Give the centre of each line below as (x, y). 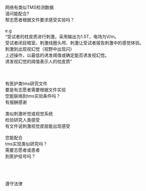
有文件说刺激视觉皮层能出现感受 (38, 126)
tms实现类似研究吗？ (26, 144)
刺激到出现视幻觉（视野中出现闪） (40, 49)
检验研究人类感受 (23, 120)
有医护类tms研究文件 (26, 84)
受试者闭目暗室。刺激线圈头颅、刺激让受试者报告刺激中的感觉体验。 (74, 43)
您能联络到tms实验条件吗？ (33, 96)
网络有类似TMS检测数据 (29, 7)
